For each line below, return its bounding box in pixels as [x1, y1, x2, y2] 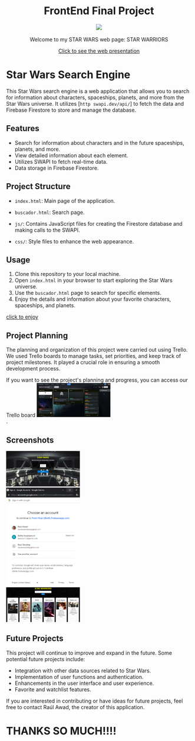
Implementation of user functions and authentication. [14, 673, 144, 680]
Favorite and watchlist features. [14, 685, 91, 693]
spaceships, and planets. [14, 302, 75, 309]
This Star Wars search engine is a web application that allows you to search [6, 87, 190, 95]
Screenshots [6, 435, 54, 445]
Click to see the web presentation [58, 47, 140, 54]
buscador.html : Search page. [14, 209, 85, 216]
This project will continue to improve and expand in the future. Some [6, 649, 173, 656]
